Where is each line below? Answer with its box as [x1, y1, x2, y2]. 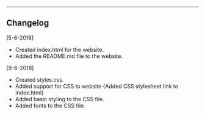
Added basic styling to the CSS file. [15, 95, 105, 102]
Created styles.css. [15, 76, 64, 83]
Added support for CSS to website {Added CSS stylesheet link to [15, 82, 179, 90]
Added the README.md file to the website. [15, 52, 123, 60]
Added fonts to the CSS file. [15, 102, 85, 109]
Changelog [6, 18, 49, 28]
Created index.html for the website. [15, 46, 104, 53]
